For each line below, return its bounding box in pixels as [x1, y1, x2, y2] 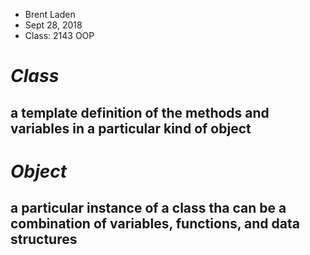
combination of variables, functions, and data [10, 215, 300, 233]
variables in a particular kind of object [10, 120, 252, 137]
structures [10, 231, 78, 248]
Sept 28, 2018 [24, 19, 83, 31]
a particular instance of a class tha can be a [10, 200, 287, 217]
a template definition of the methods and [10, 104, 270, 121]
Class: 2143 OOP [24, 30, 95, 41]
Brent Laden [24, 9, 76, 20]
